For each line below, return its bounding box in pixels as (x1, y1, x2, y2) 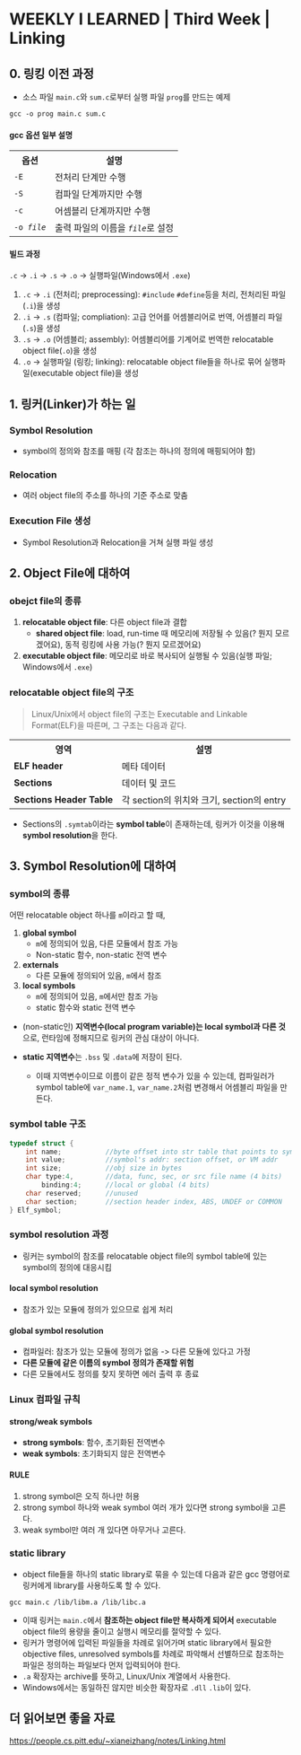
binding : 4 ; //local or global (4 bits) (41, 1180, 211, 1189)
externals (21, 960, 59, 970)
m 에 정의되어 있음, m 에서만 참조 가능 (35, 991, 159, 1002)
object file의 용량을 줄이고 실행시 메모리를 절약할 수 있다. (21, 1626, 222, 1637)
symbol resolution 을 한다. (21, 829, 118, 840)
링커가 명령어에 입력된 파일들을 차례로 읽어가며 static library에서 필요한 (21, 1637, 271, 1647)
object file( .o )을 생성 (21, 346, 98, 356)
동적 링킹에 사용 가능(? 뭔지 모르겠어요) (64, 639, 202, 650)
